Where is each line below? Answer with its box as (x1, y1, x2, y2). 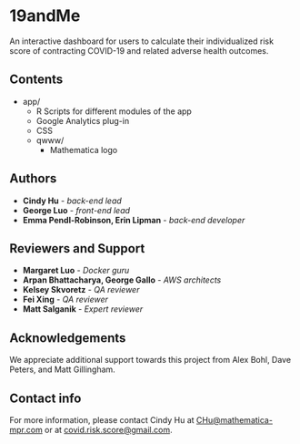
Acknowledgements (9, 330, 126, 346)
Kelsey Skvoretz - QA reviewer (22, 284, 140, 295)
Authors (9, 170, 57, 187)
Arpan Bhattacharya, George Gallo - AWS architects (22, 274, 222, 285)
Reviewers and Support (9, 241, 145, 256)
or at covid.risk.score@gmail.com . (44, 425, 173, 435)
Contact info (9, 390, 82, 406)
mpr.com (9, 425, 43, 435)
